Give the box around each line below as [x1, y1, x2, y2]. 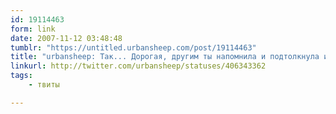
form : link [10, 24, 56, 34]
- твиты [28, 80, 60, 90]
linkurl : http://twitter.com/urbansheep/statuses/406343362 [10, 61, 267, 71]
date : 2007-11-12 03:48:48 [10, 33, 123, 43]
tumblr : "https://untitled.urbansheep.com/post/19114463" [10, 42, 257, 53]
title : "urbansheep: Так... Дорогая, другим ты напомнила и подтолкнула [10, 52, 320, 62]
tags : [10, 71, 33, 81]
